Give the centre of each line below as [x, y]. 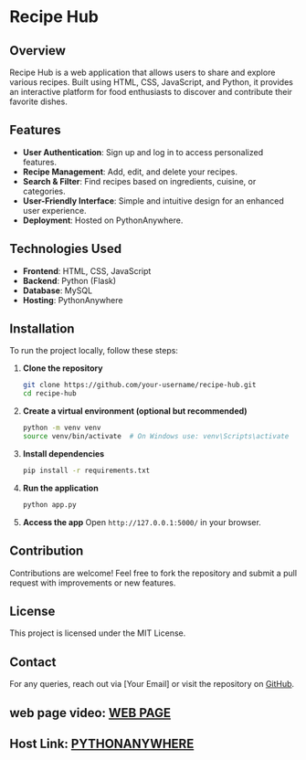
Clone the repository [63, 368]
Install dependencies [63, 453]
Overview [38, 51]
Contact [33, 662]
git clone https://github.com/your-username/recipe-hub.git [139, 385]
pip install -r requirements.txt [86, 470]
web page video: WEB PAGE [90, 713]
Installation [42, 329]
